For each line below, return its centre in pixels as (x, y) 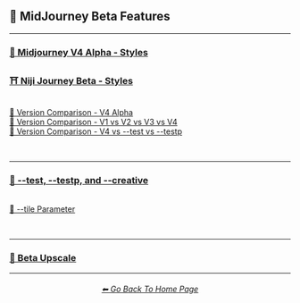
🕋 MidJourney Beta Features (90, 17)
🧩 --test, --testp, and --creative (79, 180)
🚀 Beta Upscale (43, 258)
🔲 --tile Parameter (42, 209)
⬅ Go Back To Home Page (150, 289)
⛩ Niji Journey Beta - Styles (71, 80)
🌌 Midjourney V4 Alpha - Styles (79, 52)
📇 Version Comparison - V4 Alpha (71, 113)
